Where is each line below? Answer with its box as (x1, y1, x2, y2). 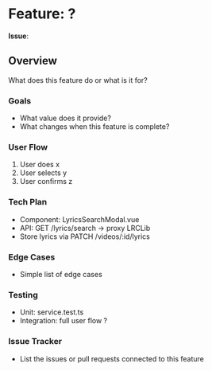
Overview (8, 54, 58, 68)
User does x (19, 160, 60, 170)
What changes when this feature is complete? (19, 122, 170, 131)
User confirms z (19, 177, 73, 186)
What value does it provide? (19, 113, 111, 123)
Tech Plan (8, 197, 48, 208)
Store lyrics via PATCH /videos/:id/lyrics (19, 232, 151, 241)
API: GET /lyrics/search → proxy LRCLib (19, 223, 151, 232)
